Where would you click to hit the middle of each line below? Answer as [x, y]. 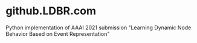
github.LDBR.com [51, 11]
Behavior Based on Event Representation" [58, 33]
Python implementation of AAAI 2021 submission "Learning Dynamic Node [98, 27]
